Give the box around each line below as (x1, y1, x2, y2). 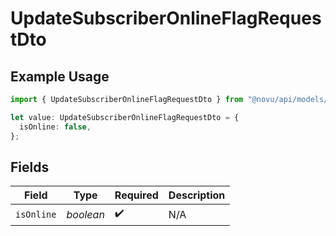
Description (168, 188, 226, 202)
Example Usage (10, 68, 110, 85)
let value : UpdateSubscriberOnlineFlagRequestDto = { (10, 112, 240, 122)
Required (114, 188, 159, 202)
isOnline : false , (19, 122, 92, 132)
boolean (66, 207, 105, 221)
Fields (10, 158, 50, 176)
